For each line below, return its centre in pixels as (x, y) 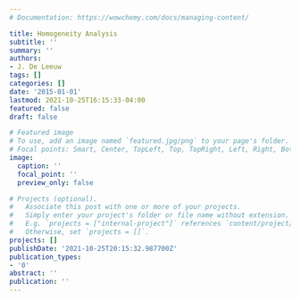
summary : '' (31, 50)
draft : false (33, 117)
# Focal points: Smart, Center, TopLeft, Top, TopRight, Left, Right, (143, 150)
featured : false (39, 108)
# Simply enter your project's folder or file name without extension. (150, 215)
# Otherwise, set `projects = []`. (79, 232)
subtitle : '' (33, 42)
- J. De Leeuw (36, 67)
